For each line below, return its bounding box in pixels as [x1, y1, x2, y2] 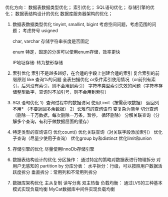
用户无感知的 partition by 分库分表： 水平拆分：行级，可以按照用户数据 [12, 163, 158, 169]
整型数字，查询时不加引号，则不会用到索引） [16, 89, 109, 95]
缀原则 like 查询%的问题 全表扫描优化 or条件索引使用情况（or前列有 [12, 77, 151, 82]
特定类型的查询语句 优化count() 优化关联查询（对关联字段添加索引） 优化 [12, 129, 163, 135]
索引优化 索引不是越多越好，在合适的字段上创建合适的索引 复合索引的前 [12, 70, 160, 76]
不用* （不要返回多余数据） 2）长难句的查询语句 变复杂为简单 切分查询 [12, 106, 158, 112]
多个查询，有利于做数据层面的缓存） [16, 118, 91, 124]
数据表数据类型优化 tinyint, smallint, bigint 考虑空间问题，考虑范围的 [12, 22, 152, 27]
